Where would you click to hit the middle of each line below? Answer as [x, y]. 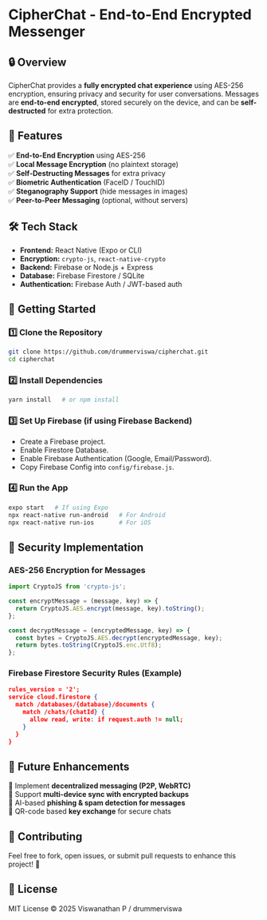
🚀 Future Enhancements [69, 766]
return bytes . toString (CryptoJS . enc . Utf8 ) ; [88, 645]
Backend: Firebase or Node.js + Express [86, 267]
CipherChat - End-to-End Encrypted [130, 15]
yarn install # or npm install [64, 400]
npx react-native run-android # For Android [87, 515]
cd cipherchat [32, 360]
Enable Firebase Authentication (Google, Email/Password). [116, 458]
